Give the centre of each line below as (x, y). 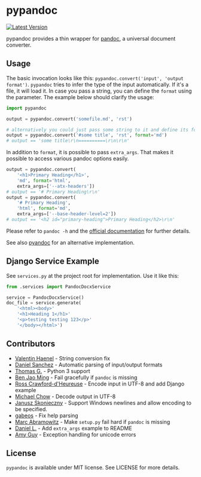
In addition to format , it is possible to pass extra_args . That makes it (90, 152)
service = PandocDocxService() (45, 297)
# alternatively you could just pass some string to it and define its (97, 130)
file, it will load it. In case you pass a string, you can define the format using (99, 91)
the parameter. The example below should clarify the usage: (80, 97)
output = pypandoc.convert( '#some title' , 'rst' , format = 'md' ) (87, 135)
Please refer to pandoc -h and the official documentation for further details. (98, 231)
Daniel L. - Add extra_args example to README (74, 428)
